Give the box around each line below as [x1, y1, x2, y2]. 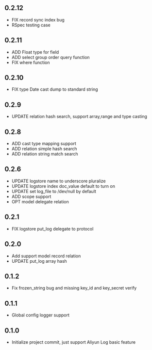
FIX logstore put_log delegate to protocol [11, 226, 94, 232]
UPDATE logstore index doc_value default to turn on [11, 183, 115, 189]
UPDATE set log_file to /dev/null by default [11, 188, 97, 194]
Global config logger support [11, 312, 70, 318]
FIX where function [11, 59, 50, 65]
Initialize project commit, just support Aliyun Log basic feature [11, 339, 136, 345]
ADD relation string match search [11, 151, 78, 157]
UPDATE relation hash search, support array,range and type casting [11, 114, 148, 119]
